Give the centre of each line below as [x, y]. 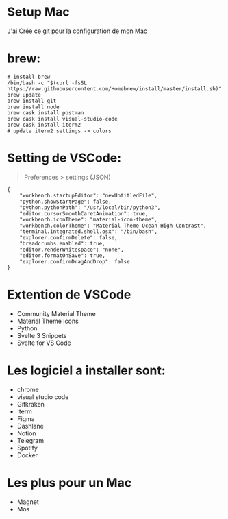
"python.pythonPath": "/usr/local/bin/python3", [90, 207]
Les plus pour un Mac [69, 482]
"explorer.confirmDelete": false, [68, 237]
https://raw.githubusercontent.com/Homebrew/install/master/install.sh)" [115, 89]
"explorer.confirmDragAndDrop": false [75, 261]
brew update [24, 95]
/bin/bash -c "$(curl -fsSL [47, 83]
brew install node [33, 107]
